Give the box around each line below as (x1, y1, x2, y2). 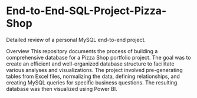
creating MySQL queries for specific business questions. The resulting (6, 79, 178, 86)
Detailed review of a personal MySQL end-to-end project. (6, 36, 146, 43)
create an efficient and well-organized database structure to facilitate (6, 60, 175, 67)
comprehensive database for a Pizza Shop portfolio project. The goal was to (6, 54, 191, 61)
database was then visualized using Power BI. (6, 85, 118, 92)
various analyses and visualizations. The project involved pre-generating (6, 66, 183, 73)
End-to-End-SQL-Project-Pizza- (6, 4, 167, 18)
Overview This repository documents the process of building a (6, 47, 158, 54)
